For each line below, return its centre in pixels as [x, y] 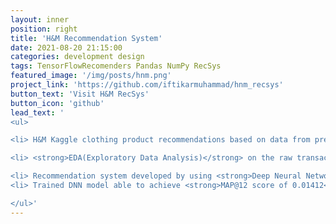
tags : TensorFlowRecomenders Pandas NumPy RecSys [116, 66]
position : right [44, 29]
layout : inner [40, 19]
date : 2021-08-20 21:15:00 [66, 47]
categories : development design [77, 57]
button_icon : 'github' [57, 103]
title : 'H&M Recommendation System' [86, 38]
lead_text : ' [37, 112]
